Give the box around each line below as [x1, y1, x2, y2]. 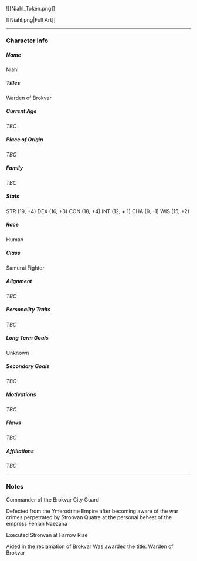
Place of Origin [6, 136, 43, 143]
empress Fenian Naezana [6, 520, 67, 527]
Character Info [6, 36, 49, 45]
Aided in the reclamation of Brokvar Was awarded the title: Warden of [6, 543, 174, 550]
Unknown [6, 349, 29, 356]
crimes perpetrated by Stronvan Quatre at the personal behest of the [6, 513, 172, 520]
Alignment [6, 278, 32, 285]
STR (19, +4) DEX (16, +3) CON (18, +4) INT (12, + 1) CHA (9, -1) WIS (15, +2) [6, 207, 189, 214]
